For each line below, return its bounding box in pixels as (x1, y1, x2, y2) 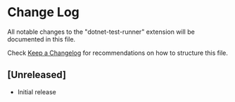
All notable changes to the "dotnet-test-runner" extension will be (7, 27, 195, 36)
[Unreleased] (7, 69, 67, 81)
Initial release (17, 87, 56, 96)
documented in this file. (7, 34, 76, 43)
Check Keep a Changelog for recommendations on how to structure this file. (7, 49, 229, 57)
